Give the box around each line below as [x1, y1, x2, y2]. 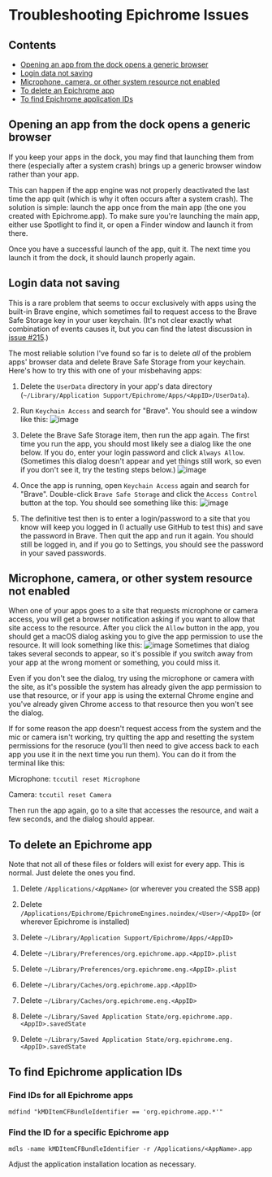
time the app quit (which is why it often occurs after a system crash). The [8, 194, 253, 203]
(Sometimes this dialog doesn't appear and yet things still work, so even [19, 456, 261, 465]
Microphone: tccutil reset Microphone [8, 774, 140, 784]
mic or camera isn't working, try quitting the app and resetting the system [8, 732, 255, 742]
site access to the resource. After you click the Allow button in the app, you [8, 623, 260, 633]
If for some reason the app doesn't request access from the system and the [8, 724, 261, 734]
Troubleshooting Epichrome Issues [8, 6, 249, 24]
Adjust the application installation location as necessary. [8, 1159, 196, 1169]
